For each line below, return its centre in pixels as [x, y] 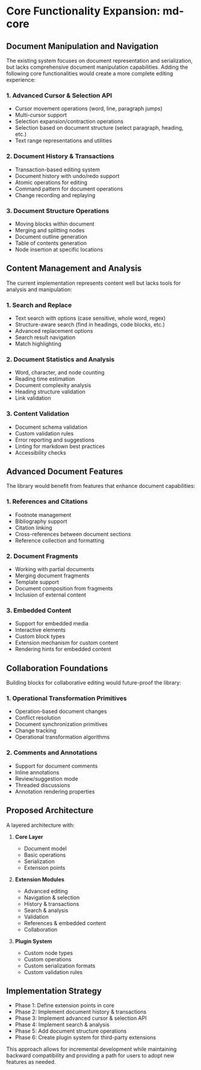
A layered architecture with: [41, 825]
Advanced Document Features [65, 471]
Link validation [33, 398]
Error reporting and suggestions [54, 440]
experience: [21, 80]
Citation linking [33, 527]
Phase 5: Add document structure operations [71, 1031]
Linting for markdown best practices [60, 446]
